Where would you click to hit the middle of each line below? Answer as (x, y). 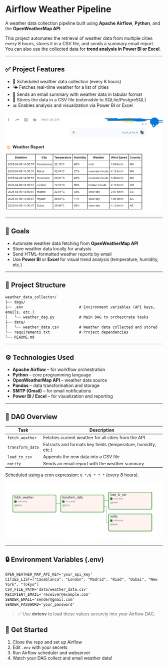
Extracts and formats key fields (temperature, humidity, (100, 444)
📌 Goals (17, 231)
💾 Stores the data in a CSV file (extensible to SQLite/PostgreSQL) (79, 99)
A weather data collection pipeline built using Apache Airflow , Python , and (83, 23)
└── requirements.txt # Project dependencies (67, 332)
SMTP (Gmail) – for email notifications (52, 391)
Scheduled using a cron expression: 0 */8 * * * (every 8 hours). (72, 475)
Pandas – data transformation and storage (56, 385)
